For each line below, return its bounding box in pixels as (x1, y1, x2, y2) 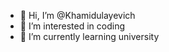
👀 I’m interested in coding (19, 20, 126, 32)
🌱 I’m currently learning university (19, 31, 160, 42)
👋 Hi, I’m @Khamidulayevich (19, 10, 136, 21)
